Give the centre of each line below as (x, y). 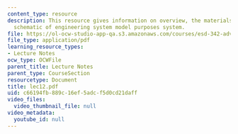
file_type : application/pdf (49, 40)
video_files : (27, 100)
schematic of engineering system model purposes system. (100, 27)
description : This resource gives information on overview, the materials (120, 21)
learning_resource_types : (45, 47)
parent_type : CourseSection (49, 73)
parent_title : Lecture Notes (50, 67)
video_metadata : (31, 113)
